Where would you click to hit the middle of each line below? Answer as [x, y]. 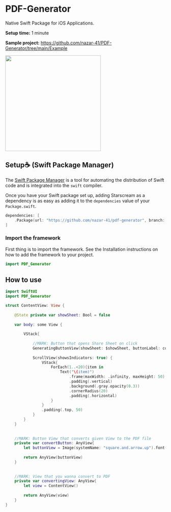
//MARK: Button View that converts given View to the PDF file [83, 438]
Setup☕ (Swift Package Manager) [60, 165]
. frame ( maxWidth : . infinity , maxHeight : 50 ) [117, 377]
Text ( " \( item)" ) [77, 372]
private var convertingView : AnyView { [55, 481]
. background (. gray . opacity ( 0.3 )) [104, 386]
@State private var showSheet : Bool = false [62, 315]
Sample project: [22, 43]
